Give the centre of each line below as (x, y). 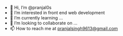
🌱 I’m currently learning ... (36, 18)
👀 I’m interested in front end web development (57, 13)
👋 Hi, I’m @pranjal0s (31, 8)
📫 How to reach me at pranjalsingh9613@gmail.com (64, 28)
